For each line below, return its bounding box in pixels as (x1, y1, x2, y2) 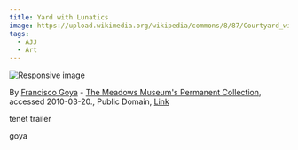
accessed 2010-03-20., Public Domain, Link (9, 96, 170, 107)
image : (9, 21, 34, 30)
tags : (9, 29, 29, 38)
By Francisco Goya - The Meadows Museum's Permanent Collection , (9, 87, 262, 98)
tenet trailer (9, 114, 51, 124)
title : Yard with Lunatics (9, 12, 109, 22)
